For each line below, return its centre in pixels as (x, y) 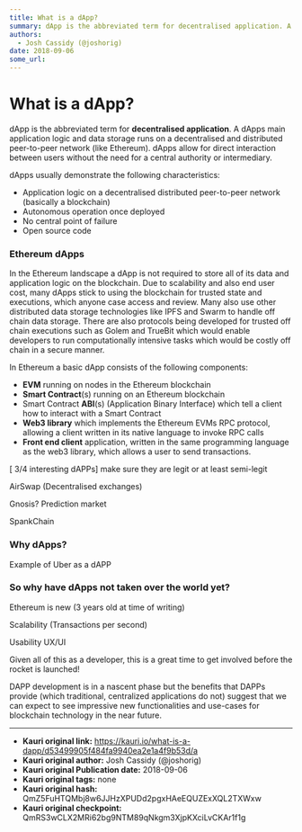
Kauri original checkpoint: (72, 808)
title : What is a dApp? (54, 18)
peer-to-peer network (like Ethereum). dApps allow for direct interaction (142, 148)
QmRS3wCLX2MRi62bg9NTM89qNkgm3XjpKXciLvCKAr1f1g (134, 817)
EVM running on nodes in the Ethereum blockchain (116, 385)
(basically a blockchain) (66, 201)
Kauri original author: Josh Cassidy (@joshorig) (112, 760)
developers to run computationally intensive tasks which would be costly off (150, 340)
